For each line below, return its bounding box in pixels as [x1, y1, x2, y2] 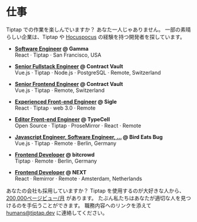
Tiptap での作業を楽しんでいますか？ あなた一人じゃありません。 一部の [6, 26, 181, 33]
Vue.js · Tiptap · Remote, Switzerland [14, 87, 105, 94]
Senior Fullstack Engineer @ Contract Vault [14, 62, 123, 69]
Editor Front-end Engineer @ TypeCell [14, 115, 110, 122]
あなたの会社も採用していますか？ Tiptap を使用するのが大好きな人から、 [6, 187, 185, 194]
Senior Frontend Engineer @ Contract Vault [14, 80, 123, 87]
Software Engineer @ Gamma [14, 45, 89, 52]
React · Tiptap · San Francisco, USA [14, 51, 101, 58]
